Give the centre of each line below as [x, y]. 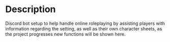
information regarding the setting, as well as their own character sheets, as [84, 28]
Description [31, 9]
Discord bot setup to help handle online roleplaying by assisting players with [85, 23]
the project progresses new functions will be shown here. [65, 34]
